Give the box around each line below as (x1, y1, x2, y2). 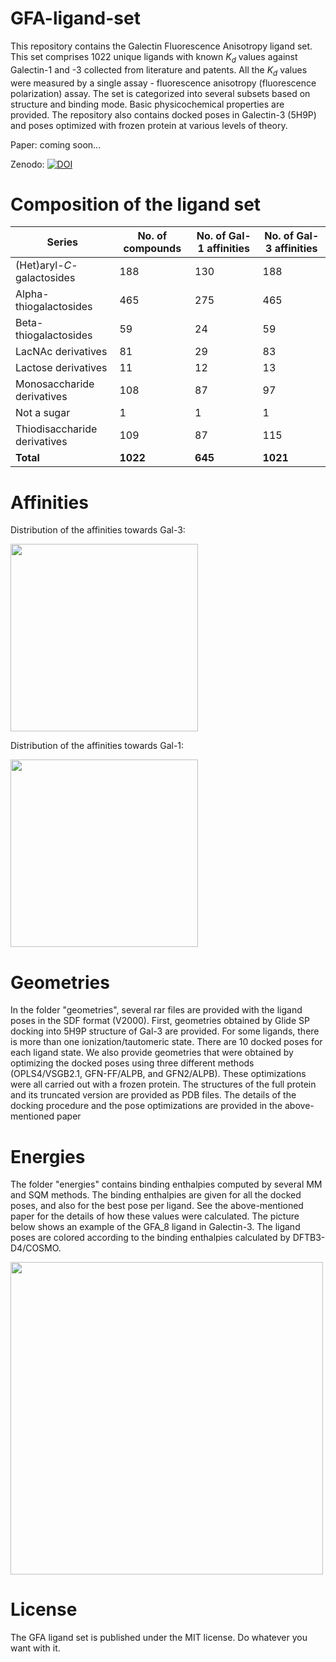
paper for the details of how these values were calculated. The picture (10, 1210, 300, 1222)
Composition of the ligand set (10, 193, 262, 216)
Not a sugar (15, 406, 71, 420)
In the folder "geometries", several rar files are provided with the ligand (10, 1004, 303, 1016)
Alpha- (15, 287, 50, 301)
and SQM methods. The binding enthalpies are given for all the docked (10, 1189, 302, 1201)
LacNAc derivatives (15, 345, 108, 359)
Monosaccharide (15, 377, 95, 391)
